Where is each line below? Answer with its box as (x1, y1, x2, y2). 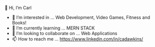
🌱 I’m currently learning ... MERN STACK (12, 25, 95, 31)
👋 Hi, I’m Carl (5, 5, 32, 10)
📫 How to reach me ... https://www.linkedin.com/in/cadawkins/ (12, 36, 143, 42)
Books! (12, 20, 27, 25)
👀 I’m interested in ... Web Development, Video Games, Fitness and (12, 14, 150, 20)
